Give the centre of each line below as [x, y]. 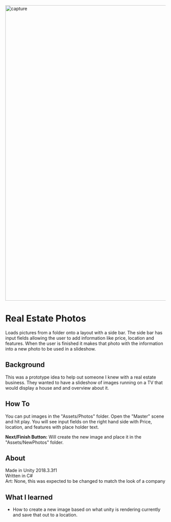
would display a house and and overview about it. [57, 388]
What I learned [29, 497]
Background [25, 365]
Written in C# [19, 476]
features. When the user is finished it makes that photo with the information [84, 343]
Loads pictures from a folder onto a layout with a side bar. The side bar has [84, 332]
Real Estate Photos [46, 319]
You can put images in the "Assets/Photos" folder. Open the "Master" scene [85, 416]
